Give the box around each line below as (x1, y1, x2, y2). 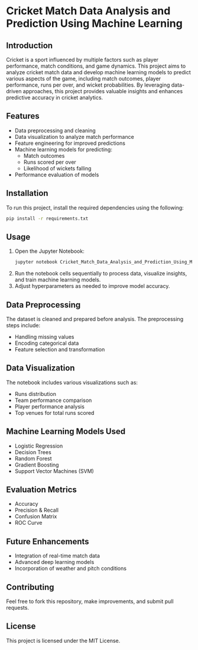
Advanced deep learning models (14, 559, 95, 566)
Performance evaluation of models (14, 171, 99, 178)
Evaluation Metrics (6, 485, 77, 495)
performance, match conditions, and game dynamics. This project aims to (6, 62, 186, 69)
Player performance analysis (14, 402, 85, 410)
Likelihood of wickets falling (23, 164, 92, 172)
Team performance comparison (14, 397, 92, 404)
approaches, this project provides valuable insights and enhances (22, 88, 183, 94)
